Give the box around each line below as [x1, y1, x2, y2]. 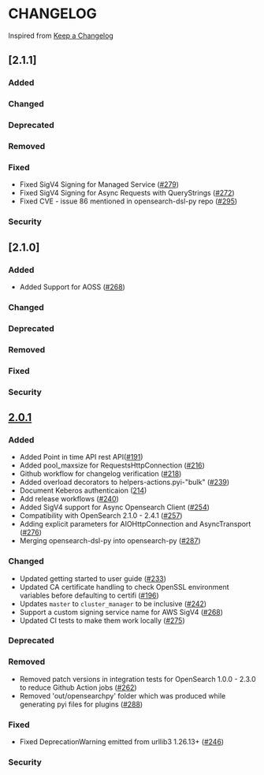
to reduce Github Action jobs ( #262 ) [19, 683, 137, 692]
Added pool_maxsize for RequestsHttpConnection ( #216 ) [19, 460, 205, 470]
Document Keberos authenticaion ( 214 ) [19, 486, 147, 495]
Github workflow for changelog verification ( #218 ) [19, 469, 182, 479]
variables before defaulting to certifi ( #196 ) [19, 591, 159, 600]
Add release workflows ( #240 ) [19, 494, 120, 504]
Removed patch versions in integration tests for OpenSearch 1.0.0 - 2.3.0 [19, 674, 256, 684]
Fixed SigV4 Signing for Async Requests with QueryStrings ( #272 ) [19, 188, 235, 198]
